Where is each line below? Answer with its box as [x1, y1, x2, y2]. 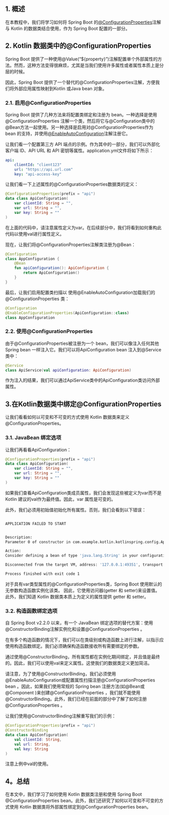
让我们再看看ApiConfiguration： [5, 447, 71, 453]
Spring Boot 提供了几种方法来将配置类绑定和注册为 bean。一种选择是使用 [5, 111, 157, 117]
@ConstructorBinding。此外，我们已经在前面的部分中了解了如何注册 [5, 696, 147, 702]
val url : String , [14, 742, 51, 747]
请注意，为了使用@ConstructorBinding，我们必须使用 [5, 671, 116, 677]
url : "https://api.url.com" [14, 167, 73, 172]
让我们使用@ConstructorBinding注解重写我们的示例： [5, 713, 116, 719]
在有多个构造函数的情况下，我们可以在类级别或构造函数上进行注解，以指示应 [5, 637, 164, 643]
